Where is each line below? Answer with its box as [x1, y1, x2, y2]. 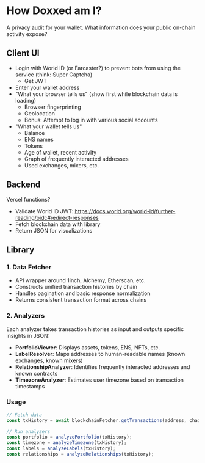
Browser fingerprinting [24, 103, 81, 111]
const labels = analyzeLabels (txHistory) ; [6, 445, 116, 452]
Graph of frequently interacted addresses [24, 155, 129, 162]
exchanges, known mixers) [15, 357, 84, 364]
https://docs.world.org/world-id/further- [74, 207, 176, 214]
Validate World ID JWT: [15, 207, 74, 214]
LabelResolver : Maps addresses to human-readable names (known [15, 350, 185, 357]
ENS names [24, 136, 54, 143]
